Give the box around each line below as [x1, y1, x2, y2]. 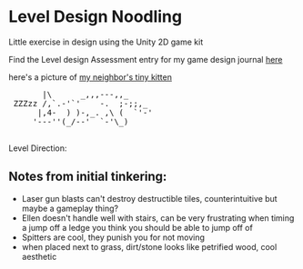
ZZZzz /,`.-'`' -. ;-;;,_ [13, 98, 148, 108]
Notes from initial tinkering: [8, 169, 167, 184]
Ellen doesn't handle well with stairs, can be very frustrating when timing [21, 212, 295, 224]
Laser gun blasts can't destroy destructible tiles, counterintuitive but [21, 193, 278, 204]
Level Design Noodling [8, 6, 183, 27]
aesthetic [21, 251, 57, 262]
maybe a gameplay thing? [21, 203, 119, 214]
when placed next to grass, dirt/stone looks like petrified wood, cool [21, 241, 278, 252]
